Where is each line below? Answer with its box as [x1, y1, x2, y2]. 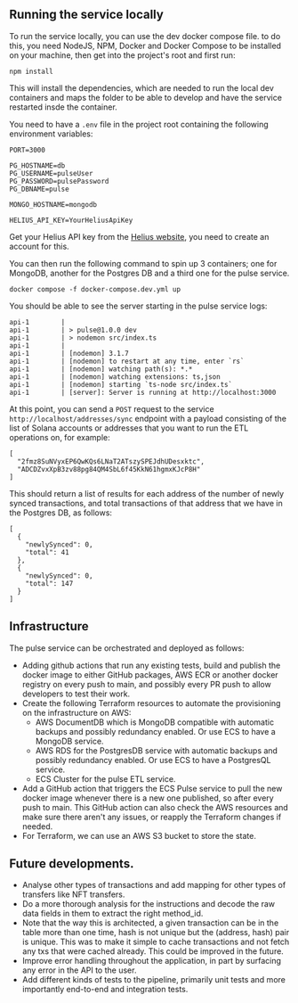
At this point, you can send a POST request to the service [9, 403, 215, 414]
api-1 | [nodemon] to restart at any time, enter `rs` [9, 357, 245, 366]
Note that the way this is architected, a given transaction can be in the [21, 917, 279, 928]
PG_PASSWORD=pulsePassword [9, 177, 109, 185]
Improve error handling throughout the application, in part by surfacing [21, 956, 282, 966]
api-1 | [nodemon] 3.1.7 [9, 349, 129, 358]
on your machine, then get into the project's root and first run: [9, 49, 236, 61]
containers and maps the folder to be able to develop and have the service [9, 92, 283, 103]
